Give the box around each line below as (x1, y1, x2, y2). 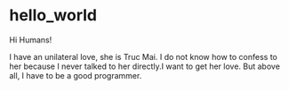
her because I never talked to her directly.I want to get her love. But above (9, 61, 280, 71)
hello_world (9, 5, 98, 26)
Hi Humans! (9, 34, 52, 45)
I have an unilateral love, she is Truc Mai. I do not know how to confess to (9, 51, 277, 62)
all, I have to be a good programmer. (9, 70, 142, 80)
